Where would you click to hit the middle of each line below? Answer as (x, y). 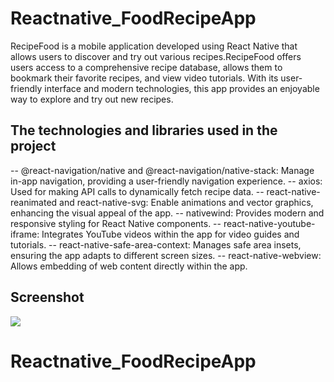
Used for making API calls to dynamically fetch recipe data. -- (137, 191)
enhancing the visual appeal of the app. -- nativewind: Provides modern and (167, 213)
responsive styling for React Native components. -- (116, 223)
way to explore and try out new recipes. (92, 99)
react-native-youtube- (269, 223)
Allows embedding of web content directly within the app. (129, 266)
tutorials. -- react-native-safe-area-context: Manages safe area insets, (156, 244)
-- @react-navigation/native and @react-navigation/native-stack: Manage (162, 170)
